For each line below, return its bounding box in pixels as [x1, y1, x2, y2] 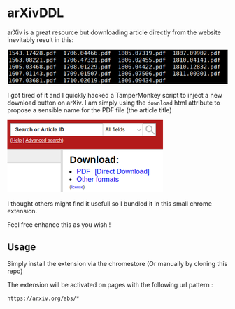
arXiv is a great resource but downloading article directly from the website [7, 28, 222, 37]
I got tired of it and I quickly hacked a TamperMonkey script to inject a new [7, 91, 222, 100]
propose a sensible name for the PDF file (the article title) [7, 106, 172, 114]
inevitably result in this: [7, 35, 74, 44]
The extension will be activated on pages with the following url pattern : [7, 280, 213, 289]
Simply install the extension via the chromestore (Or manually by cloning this [7, 259, 228, 268]
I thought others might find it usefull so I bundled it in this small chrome [7, 199, 212, 208]
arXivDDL [7, 5, 64, 21]
